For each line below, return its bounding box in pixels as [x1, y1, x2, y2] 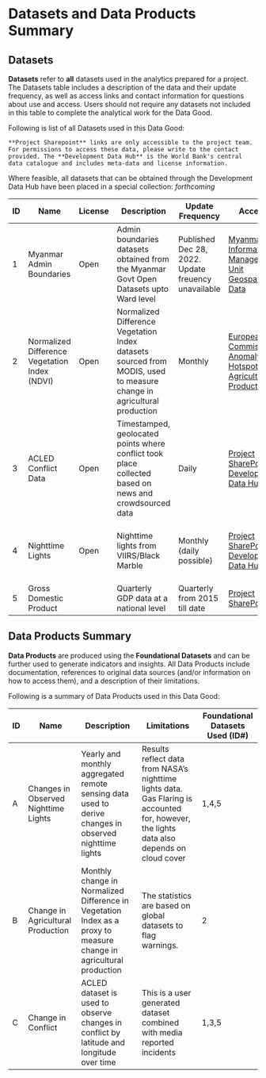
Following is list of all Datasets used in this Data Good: [8, 124, 184, 132]
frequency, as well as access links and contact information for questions [8, 91, 245, 100]
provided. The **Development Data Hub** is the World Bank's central [8, 152, 243, 160]
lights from [116, 540, 157, 551]
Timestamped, [116, 418, 170, 429]
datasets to [141, 919, 184, 930]
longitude [81, 1046, 116, 1057]
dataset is [81, 987, 117, 998]
